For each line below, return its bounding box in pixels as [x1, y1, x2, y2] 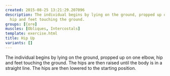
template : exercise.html [5, 31, 58, 36]
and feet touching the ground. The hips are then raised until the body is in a [5, 59, 163, 66]
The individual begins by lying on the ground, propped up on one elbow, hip [5, 54, 163, 60]
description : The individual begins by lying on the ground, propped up [5, 12, 162, 17]
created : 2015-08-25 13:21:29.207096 [5, 7, 85, 13]
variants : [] [5, 41, 33, 46]
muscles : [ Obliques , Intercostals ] [5, 26, 80, 31]
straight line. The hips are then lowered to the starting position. [5, 65, 137, 71]
